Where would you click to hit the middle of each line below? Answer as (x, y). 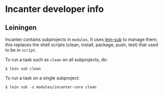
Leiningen (21, 28)
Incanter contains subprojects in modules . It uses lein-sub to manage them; (81, 39)
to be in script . (21, 50)
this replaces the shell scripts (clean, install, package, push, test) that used (81, 45)
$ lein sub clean (23, 69)
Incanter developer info (55, 9)
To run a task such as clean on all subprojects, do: (56, 60)
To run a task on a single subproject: (42, 78)
